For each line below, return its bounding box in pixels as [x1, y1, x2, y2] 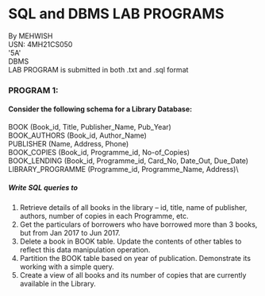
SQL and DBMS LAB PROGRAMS [8, 5, 225, 23]
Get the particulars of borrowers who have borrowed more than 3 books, [19, 220, 258, 229]
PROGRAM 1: [8, 84, 59, 95]
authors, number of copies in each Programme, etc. [19, 212, 189, 221]
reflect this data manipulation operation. [19, 245, 151, 255]
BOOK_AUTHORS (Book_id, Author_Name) [8, 130, 147, 140]
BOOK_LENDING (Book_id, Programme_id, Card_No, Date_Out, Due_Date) [8, 156, 248, 166]
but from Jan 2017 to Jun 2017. [19, 228, 121, 238]
